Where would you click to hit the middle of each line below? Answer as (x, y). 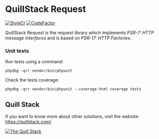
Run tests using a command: (34, 62)
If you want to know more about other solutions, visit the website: (72, 117)
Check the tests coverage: (32, 80)
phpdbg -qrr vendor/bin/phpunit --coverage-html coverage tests (73, 89)
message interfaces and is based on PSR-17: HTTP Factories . (68, 38)
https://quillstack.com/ (28, 122)
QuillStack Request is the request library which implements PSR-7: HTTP (80, 32)
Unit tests (17, 51)
